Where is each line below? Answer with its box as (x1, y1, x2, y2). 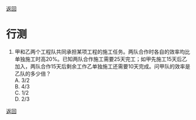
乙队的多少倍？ (14, 70, 51, 77)
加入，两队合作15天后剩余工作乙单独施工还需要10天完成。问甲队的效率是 (14, 63, 191, 70)
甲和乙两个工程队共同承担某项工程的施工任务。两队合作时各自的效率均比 (14, 48, 190, 55)
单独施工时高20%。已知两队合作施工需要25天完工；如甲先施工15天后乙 (14, 55, 187, 63)
